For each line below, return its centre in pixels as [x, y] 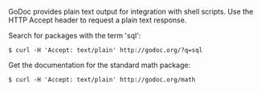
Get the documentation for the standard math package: [100, 65]
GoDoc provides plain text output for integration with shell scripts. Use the [131, 12]
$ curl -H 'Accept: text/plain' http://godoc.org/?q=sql [106, 50]
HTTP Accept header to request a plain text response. [98, 20]
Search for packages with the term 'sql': [75, 36]
